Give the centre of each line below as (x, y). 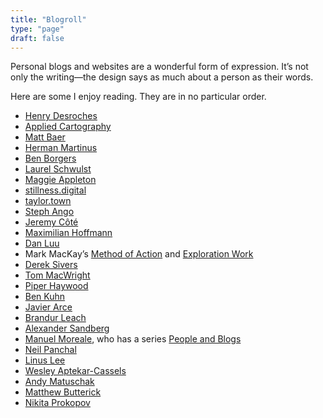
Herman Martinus (61, 148)
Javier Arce (48, 307)
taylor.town (48, 201)
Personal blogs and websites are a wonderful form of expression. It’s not (159, 67)
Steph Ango (49, 212)
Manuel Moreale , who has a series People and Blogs (133, 339)
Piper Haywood (56, 286)
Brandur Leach (55, 318)
